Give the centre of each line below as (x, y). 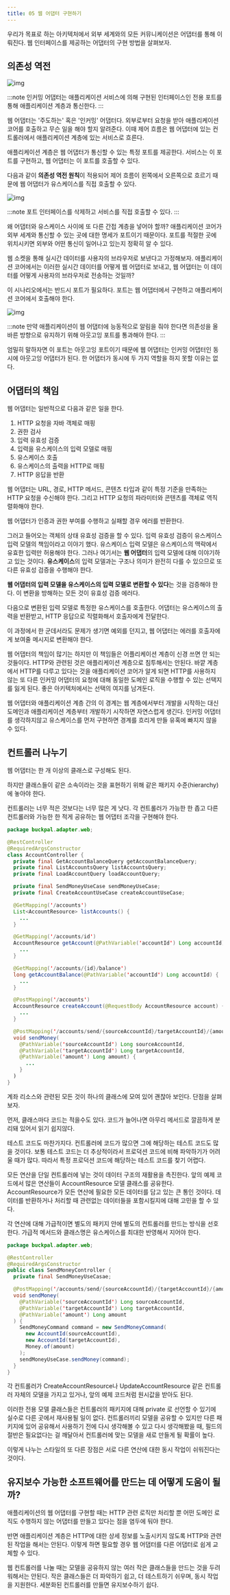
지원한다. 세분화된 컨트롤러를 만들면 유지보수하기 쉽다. (86, 1585)
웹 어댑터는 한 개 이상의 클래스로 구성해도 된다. (69, 771)
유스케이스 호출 (37, 457)
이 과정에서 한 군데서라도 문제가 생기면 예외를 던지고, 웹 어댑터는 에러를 (102, 631)
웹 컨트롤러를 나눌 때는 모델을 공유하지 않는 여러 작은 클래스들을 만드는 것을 (107, 1568)
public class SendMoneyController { (59, 1270)
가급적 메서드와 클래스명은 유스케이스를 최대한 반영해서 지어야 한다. (111, 1232)
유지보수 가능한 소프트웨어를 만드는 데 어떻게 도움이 (109, 1482)
